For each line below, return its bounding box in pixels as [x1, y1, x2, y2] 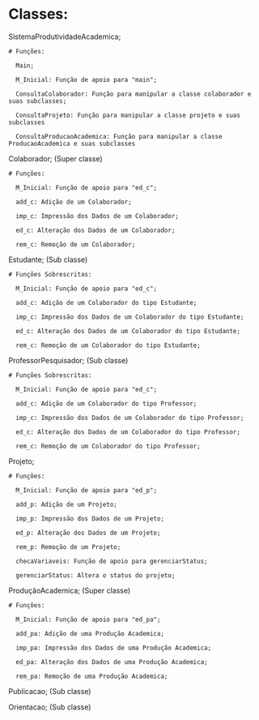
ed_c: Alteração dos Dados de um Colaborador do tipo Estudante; [15, 327, 241, 335]
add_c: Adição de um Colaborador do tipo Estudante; [15, 298, 197, 306]
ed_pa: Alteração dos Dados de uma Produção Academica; [15, 658, 208, 666]
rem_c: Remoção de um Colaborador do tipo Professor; [15, 442, 201, 450]
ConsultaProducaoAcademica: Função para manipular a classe [15, 132, 223, 140]
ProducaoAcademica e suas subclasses [8, 139, 136, 148]
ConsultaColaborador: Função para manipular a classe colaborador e [15, 90, 252, 98]
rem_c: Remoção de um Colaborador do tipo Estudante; [15, 341, 201, 349]
